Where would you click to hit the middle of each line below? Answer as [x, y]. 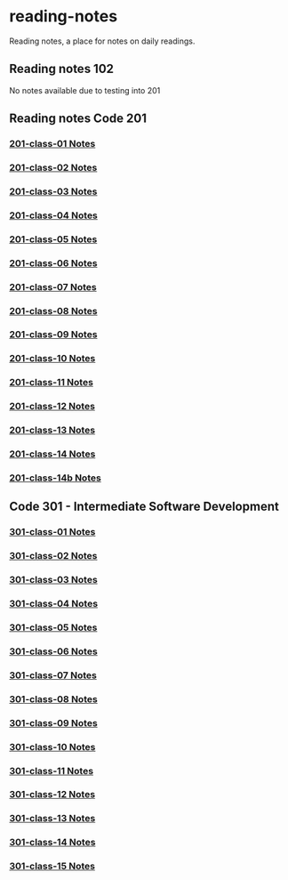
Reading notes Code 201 [78, 119]
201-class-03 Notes [53, 191]
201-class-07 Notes [53, 287]
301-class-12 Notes [52, 795]
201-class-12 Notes [52, 407]
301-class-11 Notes [52, 771]
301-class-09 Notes [53, 723]
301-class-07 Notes [53, 675]
